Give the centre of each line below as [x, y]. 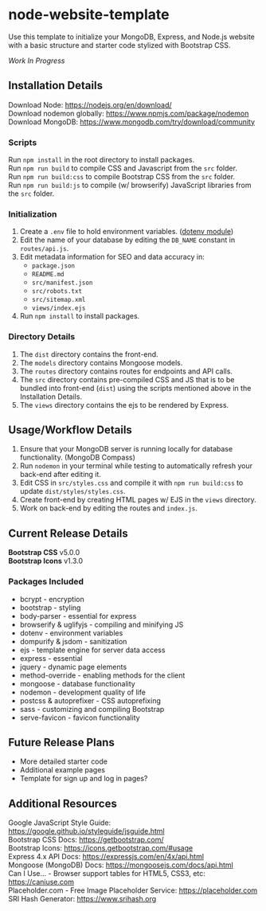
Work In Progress [37, 61]
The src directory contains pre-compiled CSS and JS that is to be [127, 379]
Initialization [33, 214]
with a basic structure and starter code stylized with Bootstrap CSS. [119, 45]
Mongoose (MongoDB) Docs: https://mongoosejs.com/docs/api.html [121, 865]
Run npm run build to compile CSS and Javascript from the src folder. [123, 168]
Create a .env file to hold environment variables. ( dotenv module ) [127, 232]
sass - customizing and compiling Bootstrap [92, 709]
